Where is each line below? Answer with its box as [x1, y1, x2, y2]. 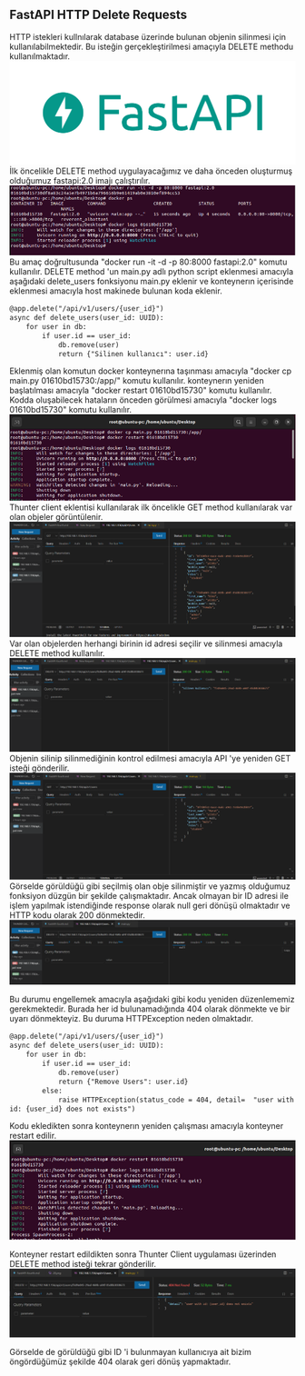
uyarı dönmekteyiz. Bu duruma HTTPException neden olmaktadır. [9, 1013, 254, 1024]
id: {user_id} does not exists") [9, 1104, 136, 1114]
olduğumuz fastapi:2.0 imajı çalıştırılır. [9, 174, 151, 185]
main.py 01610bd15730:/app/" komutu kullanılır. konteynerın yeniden [9, 375, 265, 386]
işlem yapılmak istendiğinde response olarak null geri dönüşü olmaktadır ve [9, 900, 290, 912]
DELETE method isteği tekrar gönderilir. [9, 1259, 157, 1270]
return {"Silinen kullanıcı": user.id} [57, 350, 209, 359]
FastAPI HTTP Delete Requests [9, 7, 188, 23]
